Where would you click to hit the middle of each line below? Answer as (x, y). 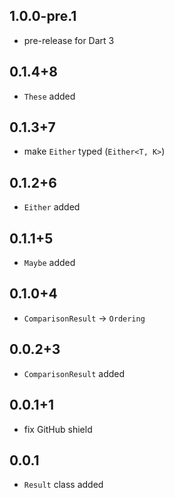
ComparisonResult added (74, 373)
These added (49, 96)
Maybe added (49, 263)
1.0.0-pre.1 (43, 16)
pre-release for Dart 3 (69, 40)
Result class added (63, 485)
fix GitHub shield (58, 429)
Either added (52, 207)
